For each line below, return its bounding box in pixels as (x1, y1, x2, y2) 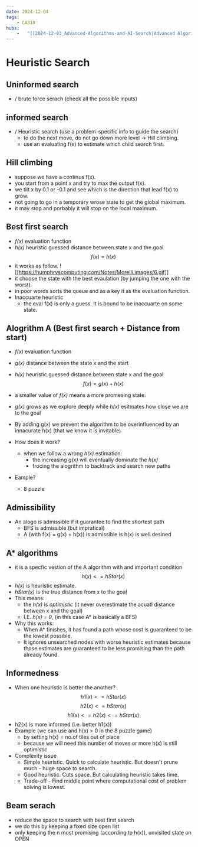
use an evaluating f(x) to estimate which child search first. (23, 140, 164, 148)
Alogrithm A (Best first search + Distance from (6, 323, 180, 333)
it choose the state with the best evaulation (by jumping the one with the (14, 275, 190, 282)
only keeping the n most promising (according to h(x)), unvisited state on (14, 829, 192, 836)
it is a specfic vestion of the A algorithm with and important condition (14, 563, 183, 571)
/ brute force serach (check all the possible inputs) (14, 95, 137, 102)
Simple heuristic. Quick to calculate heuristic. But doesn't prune (23, 758, 179, 765)
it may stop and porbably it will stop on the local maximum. (14, 204, 158, 211)
